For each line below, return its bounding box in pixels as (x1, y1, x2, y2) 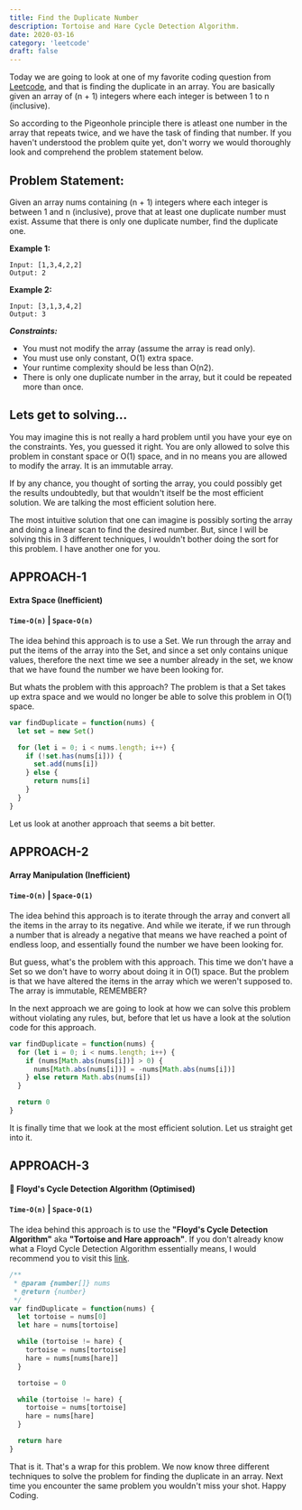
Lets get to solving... (9, 407, 128, 423)
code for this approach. (9, 1021, 96, 1032)
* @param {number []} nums (13, 1279, 111, 1288)
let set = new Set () (17, 726, 95, 736)
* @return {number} (13, 1287, 87, 1296)
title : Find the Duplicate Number (9, 13, 140, 23)
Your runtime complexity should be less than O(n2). (22, 362, 215, 373)
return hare (17, 1437, 63, 1446)
